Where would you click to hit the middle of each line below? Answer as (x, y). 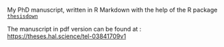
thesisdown (23, 16)
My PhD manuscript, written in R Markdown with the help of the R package (112, 10)
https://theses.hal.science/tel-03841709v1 (67, 36)
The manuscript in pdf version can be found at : (74, 29)
